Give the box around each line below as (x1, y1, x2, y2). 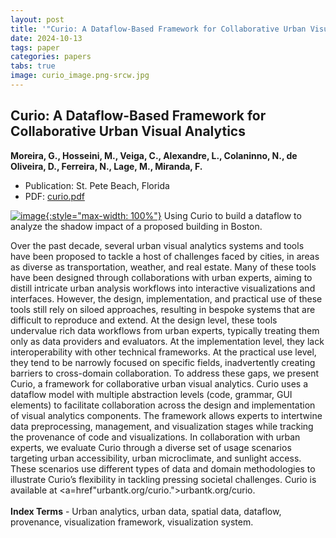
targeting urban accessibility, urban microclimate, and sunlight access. (10, 452, 302, 464)
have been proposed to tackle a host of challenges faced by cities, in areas (10, 250, 320, 262)
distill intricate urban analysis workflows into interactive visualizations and (10, 282, 316, 294)
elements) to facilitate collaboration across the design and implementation (10, 399, 316, 411)
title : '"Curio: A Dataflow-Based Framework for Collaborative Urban (10, 24, 307, 34)
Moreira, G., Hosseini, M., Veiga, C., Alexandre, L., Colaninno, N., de (10, 149, 298, 161)
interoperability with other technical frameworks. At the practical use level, (10, 346, 317, 358)
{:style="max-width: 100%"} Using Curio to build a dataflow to (45, 209, 302, 221)
